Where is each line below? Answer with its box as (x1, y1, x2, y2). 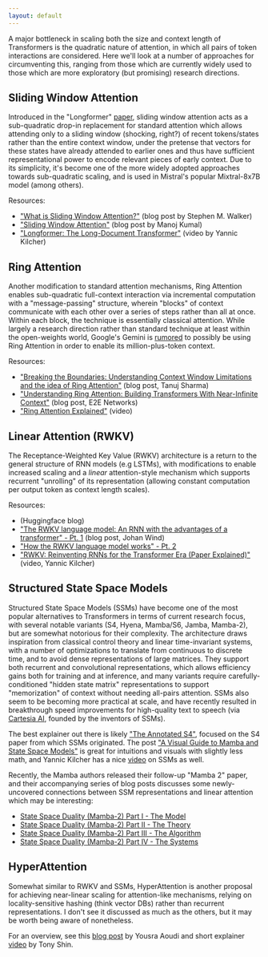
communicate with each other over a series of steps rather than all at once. (8, 307, 256, 317)
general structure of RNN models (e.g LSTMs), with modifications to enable (8, 459, 257, 469)
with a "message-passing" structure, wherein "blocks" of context (8, 298, 224, 309)
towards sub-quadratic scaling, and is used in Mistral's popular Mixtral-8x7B (8, 172, 261, 181)
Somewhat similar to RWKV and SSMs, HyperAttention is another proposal (8, 881, 254, 890)
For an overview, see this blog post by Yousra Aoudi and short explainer (8, 931, 246, 940)
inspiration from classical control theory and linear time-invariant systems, (8, 636, 254, 646)
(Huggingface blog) (19, 516, 85, 526)
